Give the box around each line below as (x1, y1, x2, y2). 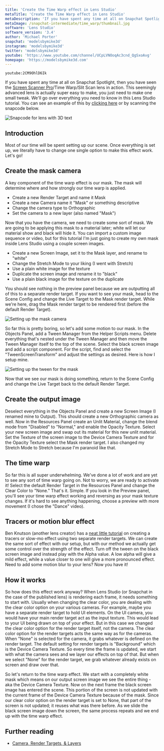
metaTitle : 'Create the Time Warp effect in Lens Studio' (5, 12, 125, 17)
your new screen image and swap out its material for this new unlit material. (5, 429, 157, 435)
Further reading (5, 727, 54, 736)
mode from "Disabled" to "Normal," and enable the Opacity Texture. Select (5, 424, 155, 430)
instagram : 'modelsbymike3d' (5, 44, 64, 49)
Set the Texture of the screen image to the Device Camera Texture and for (5, 434, 154, 440)
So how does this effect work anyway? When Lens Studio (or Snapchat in (5, 589, 153, 595)
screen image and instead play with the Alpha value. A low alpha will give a (5, 551, 156, 557)
